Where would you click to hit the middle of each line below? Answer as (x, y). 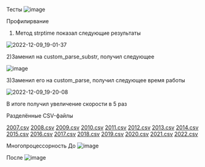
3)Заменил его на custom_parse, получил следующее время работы (96, 80)
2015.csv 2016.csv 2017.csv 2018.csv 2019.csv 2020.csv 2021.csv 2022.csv (102, 134)
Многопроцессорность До (41, 146)
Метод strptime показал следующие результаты (78, 33)
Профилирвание (28, 21)
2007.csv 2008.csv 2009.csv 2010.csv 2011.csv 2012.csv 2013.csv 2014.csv (102, 127)
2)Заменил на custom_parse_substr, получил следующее (80, 57)
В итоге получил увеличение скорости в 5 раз (67, 104)
